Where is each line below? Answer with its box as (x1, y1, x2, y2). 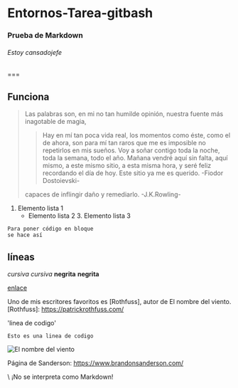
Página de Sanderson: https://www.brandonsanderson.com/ (7, 358, 184, 367)
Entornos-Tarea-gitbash (7, 5, 153, 21)
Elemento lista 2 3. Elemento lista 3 (28, 211, 131, 220)
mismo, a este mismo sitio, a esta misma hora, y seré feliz (42, 162, 212, 170)
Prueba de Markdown (7, 31, 83, 41)
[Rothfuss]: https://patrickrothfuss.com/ (7, 305, 124, 313)
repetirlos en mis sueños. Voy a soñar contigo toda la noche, (42, 146, 220, 154)
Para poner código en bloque (7, 226, 94, 233)
